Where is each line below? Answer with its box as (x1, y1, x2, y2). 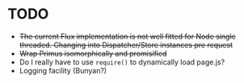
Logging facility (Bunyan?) (19, 65, 107, 75)
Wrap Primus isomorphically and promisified (19, 48, 167, 58)
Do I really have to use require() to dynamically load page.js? (19, 57, 225, 67)
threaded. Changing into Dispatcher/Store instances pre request (19, 39, 233, 49)
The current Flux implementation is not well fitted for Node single (19, 31, 236, 41)
